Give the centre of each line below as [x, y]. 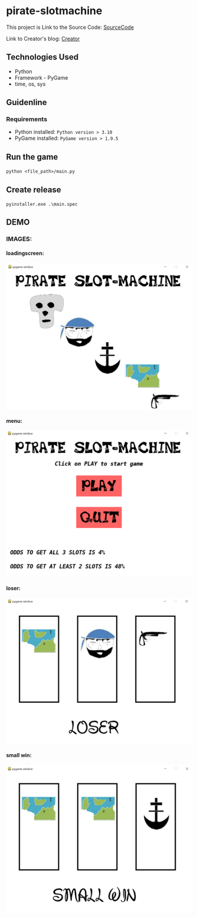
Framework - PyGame [41, 77]
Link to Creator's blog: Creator [43, 38]
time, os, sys [30, 84]
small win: [19, 755]
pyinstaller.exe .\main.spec [42, 205]
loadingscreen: [25, 253]
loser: [13, 588]
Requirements [27, 119]
